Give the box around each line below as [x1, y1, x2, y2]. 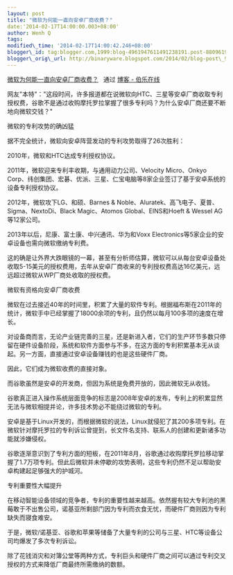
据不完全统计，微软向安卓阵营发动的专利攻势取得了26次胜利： [7, 136, 185, 145]
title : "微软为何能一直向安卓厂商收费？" [7, 17, 113, 24]
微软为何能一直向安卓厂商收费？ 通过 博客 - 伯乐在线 [7, 75, 161, 83]
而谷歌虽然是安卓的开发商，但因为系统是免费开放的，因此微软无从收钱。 [7, 379, 214, 387]
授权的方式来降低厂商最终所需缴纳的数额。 [7, 560, 129, 568]
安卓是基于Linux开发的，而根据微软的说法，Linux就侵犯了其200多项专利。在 [7, 417, 226, 425]
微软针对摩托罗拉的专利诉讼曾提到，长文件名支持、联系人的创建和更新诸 [7, 425, 214, 434]
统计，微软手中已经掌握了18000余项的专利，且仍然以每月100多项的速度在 [7, 309, 218, 317]
